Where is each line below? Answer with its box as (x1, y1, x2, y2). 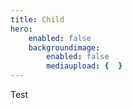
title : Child (10, 14, 65, 25)
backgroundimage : (28, 42, 101, 53)
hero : (10, 24, 33, 34)
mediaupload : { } (46, 61, 123, 71)
